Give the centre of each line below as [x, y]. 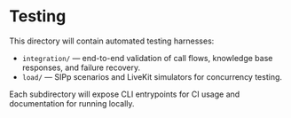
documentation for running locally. [72, 103]
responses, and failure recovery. [81, 67]
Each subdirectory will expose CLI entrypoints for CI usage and [125, 94]
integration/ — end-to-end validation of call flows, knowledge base [147, 58]
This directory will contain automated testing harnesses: [112, 41]
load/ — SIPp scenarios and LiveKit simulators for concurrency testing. [152, 76]
